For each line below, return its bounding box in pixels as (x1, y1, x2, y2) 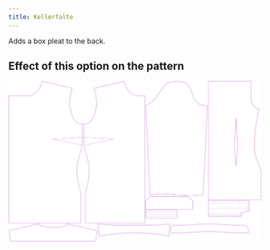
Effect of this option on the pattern (8, 59, 185, 73)
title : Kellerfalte (8, 13, 74, 21)
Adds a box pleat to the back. (8, 36, 106, 46)
